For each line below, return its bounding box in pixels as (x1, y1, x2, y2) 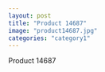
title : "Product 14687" (8, 19, 87, 27)
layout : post (8, 11, 52, 20)
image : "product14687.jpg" (8, 26, 98, 34)
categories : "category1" (8, 34, 91, 42)
